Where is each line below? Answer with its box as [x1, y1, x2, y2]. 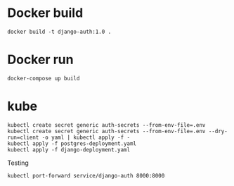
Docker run [7, 51, 74, 68]
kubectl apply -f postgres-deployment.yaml [7, 139, 137, 147]
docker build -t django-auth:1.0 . [7, 28, 112, 35]
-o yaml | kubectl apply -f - [41, 134, 131, 141]
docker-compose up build [7, 75, 80, 82]
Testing [7, 159, 30, 167]
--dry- [208, 128, 228, 135]
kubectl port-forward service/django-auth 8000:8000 [7, 172, 165, 179]
